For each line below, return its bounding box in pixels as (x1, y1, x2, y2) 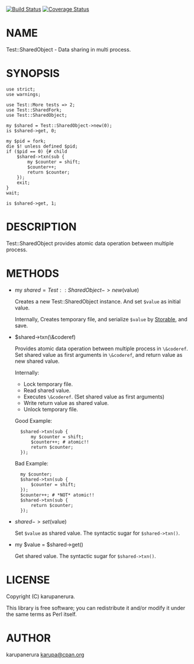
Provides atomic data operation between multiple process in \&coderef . (14, 344, 188, 352)
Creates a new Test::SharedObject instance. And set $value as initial (14, 298, 181, 305)
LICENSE (6, 573, 50, 586)
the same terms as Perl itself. (6, 611, 77, 618)
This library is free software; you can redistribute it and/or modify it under (6, 604, 186, 611)
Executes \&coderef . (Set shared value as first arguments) (23, 393, 164, 400)
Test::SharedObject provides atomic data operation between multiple (6, 240, 174, 247)
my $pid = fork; (6, 138, 46, 144)
